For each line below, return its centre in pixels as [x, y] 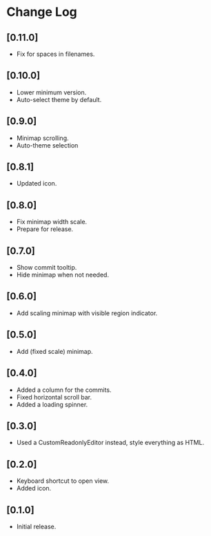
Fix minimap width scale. [52, 222]
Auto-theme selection [47, 145]
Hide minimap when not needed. [63, 275]
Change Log [42, 12]
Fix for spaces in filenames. [56, 54]
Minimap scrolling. [43, 138]
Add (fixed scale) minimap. [55, 351]
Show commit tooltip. [47, 268]
